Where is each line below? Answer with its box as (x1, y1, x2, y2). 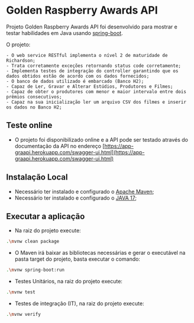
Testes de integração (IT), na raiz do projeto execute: (14, 300, 144, 307)
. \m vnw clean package (6, 238, 60, 245)
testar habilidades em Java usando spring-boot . (6, 29, 123, 36)
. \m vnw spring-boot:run (6, 267, 65, 273)
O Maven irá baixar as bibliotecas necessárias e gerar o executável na (14, 250, 186, 257)
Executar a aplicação (6, 211, 85, 221)
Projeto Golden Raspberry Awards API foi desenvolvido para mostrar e (6, 23, 177, 30)
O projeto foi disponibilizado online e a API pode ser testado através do (14, 136, 188, 143)
